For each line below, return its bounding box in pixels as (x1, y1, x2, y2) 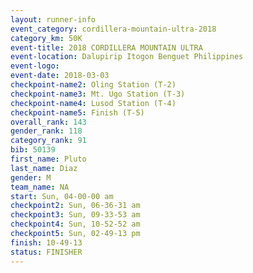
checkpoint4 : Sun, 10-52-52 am (10, 219, 141, 230)
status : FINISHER (10, 247, 83, 257)
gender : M (10, 172, 52, 183)
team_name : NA (10, 182, 70, 192)
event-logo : (10, 61, 60, 71)
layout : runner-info (10, 14, 97, 25)
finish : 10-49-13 (10, 237, 83, 248)
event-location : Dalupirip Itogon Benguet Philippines (10, 52, 244, 62)
